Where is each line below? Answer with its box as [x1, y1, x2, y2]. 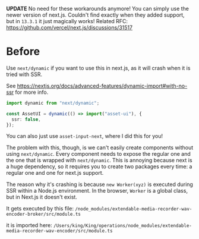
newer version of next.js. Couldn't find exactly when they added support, [6, 11, 185, 18]
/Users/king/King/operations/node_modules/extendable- [53, 223, 192, 229]
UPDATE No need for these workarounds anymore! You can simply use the [6, 5, 189, 12]
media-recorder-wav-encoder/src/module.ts [6, 228, 113, 234]
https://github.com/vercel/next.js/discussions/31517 [6, 24, 132, 31]
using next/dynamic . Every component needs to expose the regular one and [6, 150, 191, 158]
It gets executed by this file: [6, 205, 74, 212]
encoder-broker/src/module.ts [6, 211, 81, 218]
